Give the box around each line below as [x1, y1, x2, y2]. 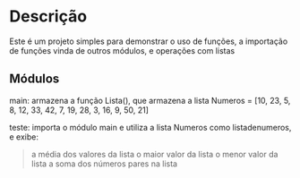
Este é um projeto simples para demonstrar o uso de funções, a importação [9, 36, 288, 47]
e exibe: [9, 131, 39, 142]
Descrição [9, 6, 88, 27]
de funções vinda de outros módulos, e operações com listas [9, 45, 236, 55]
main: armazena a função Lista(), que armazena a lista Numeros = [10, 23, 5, [9, 95, 291, 106]
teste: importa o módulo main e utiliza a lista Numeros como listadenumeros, [9, 122, 292, 132]
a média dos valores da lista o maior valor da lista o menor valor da [30, 148, 279, 159]
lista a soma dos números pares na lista [30, 158, 177, 169]
